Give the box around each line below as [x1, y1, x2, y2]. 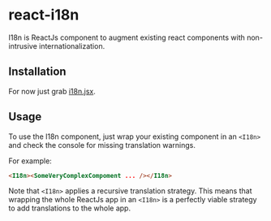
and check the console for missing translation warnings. [8, 140, 196, 149]
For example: [8, 156, 53, 166]
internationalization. [39, 41, 105, 50]
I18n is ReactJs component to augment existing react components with [8, 32, 246, 42]
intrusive [8, 41, 38, 50]
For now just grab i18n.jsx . [8, 86, 96, 96]
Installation [8, 65, 67, 79]
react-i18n [8, 6, 80, 24]
